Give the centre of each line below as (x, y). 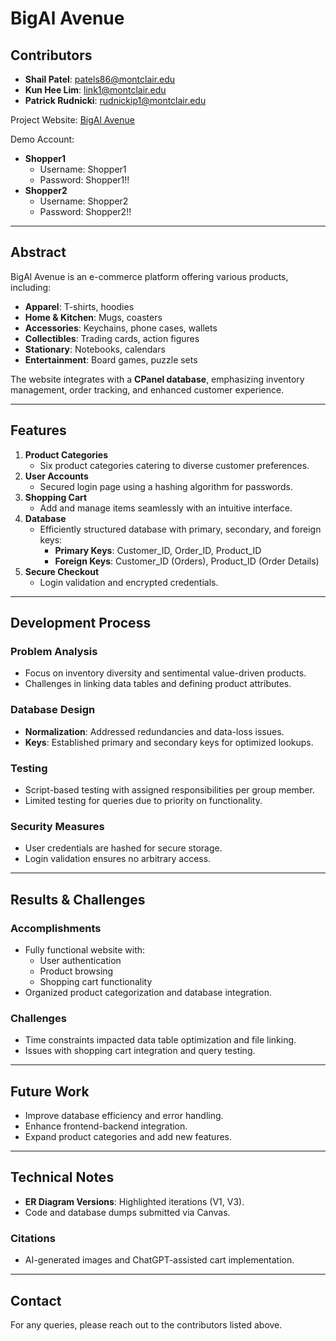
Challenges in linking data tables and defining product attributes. (158, 684)
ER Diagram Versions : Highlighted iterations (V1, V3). (134, 1201)
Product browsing (76, 971)
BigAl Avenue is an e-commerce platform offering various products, (149, 276)
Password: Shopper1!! (84, 180)
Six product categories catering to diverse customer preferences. (174, 465)
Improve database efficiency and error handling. (124, 1115)
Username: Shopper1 (83, 169)
